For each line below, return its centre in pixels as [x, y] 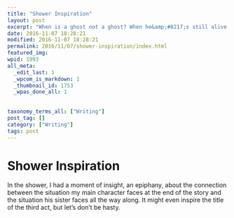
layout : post [26, 20]
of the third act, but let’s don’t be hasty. [64, 207]
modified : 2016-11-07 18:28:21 [53, 40]
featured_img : [28, 53]
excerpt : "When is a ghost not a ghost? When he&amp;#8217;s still [108, 27]
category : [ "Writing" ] [40, 124]
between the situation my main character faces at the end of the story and [115, 193]
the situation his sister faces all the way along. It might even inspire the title [116, 200]
